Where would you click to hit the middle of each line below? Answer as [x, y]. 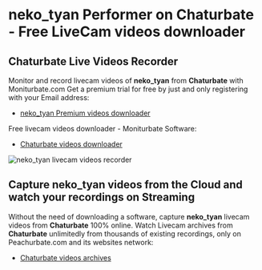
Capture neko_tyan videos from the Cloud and [125, 185]
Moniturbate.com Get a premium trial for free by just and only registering [128, 89]
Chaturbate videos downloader [71, 144]
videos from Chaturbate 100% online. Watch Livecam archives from [121, 225]
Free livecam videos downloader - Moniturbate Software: [103, 129]
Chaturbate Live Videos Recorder [93, 61]
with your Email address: [49, 97]
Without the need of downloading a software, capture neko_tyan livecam [129, 216]
